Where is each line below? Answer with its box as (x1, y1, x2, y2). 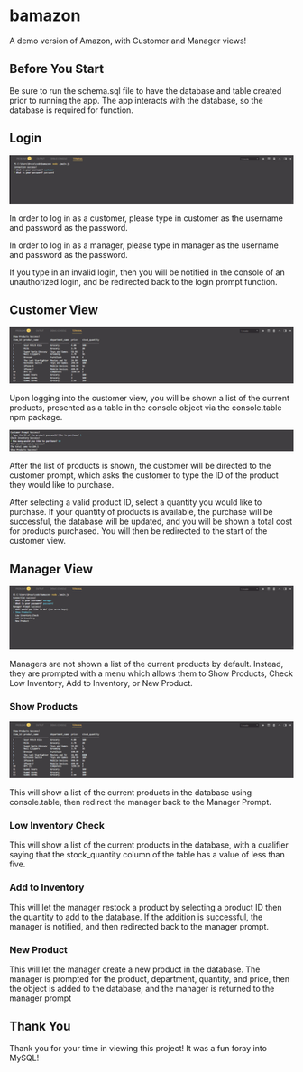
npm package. (9, 411, 63, 422)
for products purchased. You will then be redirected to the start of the (9, 526, 268, 536)
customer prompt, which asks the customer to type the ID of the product (9, 470, 280, 481)
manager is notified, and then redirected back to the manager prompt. (9, 921, 269, 931)
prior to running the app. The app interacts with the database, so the (9, 95, 263, 105)
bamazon (9, 5, 81, 26)
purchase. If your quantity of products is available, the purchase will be (9, 507, 273, 518)
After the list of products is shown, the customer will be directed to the (9, 461, 271, 472)
